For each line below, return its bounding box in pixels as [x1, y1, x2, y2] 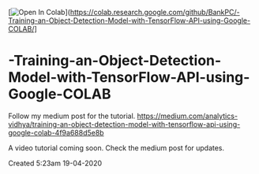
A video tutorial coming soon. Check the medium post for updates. [8, 143, 225, 153]
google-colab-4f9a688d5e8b [8, 128, 104, 137]
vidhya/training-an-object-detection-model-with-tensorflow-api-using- [8, 119, 241, 129]
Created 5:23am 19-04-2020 [8, 158, 103, 168]
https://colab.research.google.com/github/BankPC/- [69, 8, 240, 17]
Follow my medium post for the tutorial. [8, 111, 136, 120]
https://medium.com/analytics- [137, 111, 238, 120]
